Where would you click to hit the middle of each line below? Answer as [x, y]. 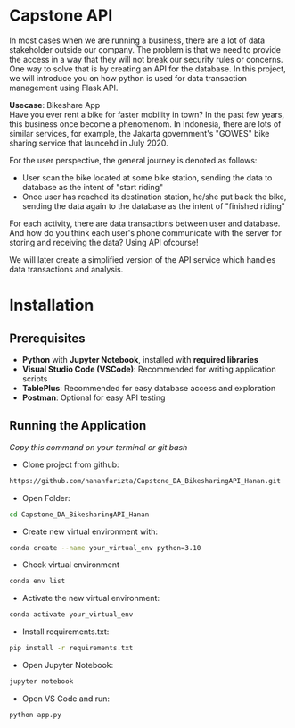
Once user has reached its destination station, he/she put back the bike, [154, 197]
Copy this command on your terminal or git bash [98, 447]
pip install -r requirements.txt [71, 649]
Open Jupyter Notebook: [68, 665]
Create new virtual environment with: [90, 531]
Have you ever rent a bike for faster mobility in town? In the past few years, [147, 114]
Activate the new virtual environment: [91, 598]
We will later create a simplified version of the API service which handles [143, 259]
